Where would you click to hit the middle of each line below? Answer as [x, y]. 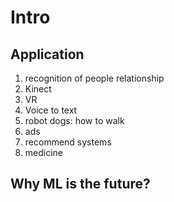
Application [47, 54]
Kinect [38, 89]
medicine [44, 152]
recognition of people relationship [94, 78]
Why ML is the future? [80, 184]
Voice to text [51, 110]
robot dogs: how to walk [74, 120]
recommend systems [68, 142]
